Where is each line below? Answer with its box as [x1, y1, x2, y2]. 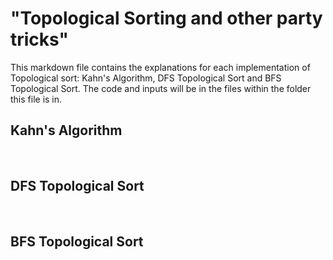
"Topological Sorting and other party [10, 7, 323, 30]
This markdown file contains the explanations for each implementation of [10, 61, 311, 73]
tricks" [10, 28, 69, 51]
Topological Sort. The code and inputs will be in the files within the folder [10, 82, 312, 94]
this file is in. [10, 93, 63, 105]
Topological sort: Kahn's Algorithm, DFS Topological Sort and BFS [10, 72, 282, 84]
